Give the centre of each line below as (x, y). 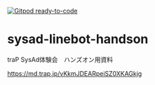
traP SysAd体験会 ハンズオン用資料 (60, 59)
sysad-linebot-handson (78, 39)
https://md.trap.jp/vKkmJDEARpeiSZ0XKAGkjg (75, 73)
